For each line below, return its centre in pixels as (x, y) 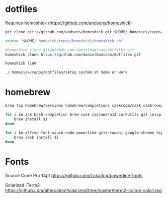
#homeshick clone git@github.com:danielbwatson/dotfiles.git (70, 50)
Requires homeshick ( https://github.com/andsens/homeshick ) (69, 23)
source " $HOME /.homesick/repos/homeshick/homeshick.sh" (64, 41)
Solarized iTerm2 (23, 185)
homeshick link (21, 64)
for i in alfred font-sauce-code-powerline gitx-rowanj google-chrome (80, 132)
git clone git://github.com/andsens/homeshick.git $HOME (65, 32)
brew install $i (31, 119)
